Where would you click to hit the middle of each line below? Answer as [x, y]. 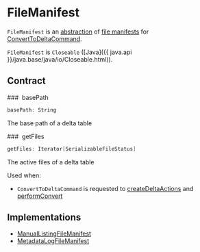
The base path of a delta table [50, 123]
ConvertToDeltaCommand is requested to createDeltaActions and [105, 188]
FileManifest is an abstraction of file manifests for [78, 32]
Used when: [24, 175]
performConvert [40, 196]
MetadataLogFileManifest [53, 241]
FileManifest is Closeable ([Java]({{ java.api [70, 52]
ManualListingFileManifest [54, 234]
